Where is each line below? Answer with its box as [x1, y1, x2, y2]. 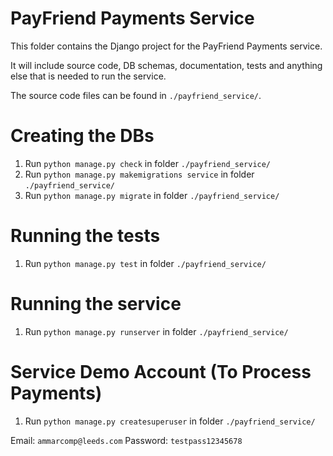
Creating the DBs [10, 125, 155, 147]
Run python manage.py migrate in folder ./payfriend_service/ [24, 189, 280, 201]
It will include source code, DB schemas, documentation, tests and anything [10, 59, 323, 71]
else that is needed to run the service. [10, 70, 167, 82]
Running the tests [10, 225, 161, 247]
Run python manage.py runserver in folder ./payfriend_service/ [24, 325, 289, 337]
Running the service [10, 293, 182, 315]
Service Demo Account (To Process [10, 360, 312, 383]
